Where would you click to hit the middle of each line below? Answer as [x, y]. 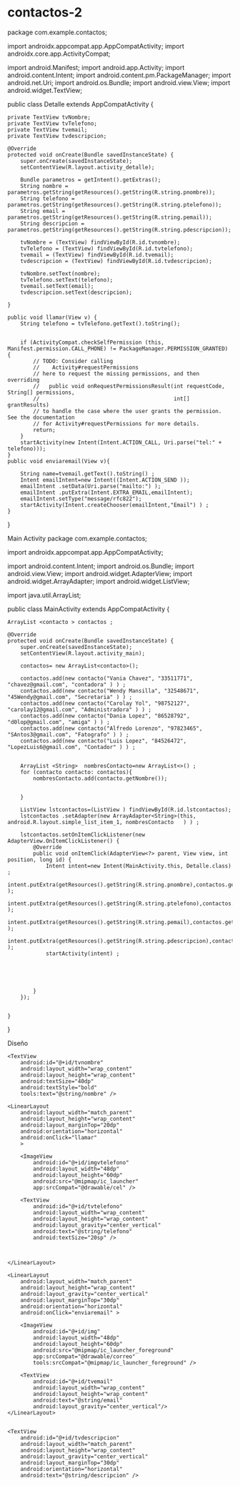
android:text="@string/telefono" [83, 1231]
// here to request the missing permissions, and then [116, 373]
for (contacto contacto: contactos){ [76, 772]
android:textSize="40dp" [57, 1081]
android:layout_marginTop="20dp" [70, 1125]
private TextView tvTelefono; [52, 123]
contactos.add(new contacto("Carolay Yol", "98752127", [105, 703]
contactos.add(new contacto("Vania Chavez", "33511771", [107, 678]
